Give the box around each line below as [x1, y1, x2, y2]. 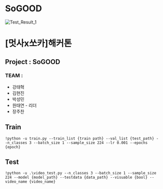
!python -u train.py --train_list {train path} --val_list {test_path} [5, 136, 154, 141]
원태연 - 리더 [12, 102, 37, 108]
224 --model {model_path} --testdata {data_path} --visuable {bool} [5, 175, 148, 180]
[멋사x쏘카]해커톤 [5, 38, 72, 49]
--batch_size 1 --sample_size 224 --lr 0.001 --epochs [33, 140, 148, 145]
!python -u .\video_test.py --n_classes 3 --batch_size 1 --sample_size [5, 171, 157, 176]
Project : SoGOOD [5, 57, 60, 66]
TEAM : [5, 72, 23, 79]
